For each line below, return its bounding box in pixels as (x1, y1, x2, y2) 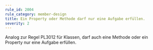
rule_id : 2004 (5, 7, 34, 12)
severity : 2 (5, 21, 29, 26)
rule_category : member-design (5, 12, 67, 17)
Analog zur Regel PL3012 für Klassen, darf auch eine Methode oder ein (5, 34, 148, 40)
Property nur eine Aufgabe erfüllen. (5, 40, 77, 46)
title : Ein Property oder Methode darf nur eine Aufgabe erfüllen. (5, 16, 146, 21)
